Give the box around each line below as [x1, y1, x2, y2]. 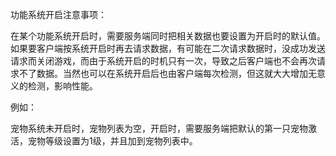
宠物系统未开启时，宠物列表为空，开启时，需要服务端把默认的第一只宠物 [10, 123, 308, 134]
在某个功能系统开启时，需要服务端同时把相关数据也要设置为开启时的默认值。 [10, 30, 326, 42]
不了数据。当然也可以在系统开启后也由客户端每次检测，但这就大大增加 [18, 68, 308, 79]
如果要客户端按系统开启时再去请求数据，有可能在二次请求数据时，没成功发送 [10, 43, 326, 54]
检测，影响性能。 [27, 80, 98, 92]
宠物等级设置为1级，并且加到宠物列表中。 [27, 135, 198, 147]
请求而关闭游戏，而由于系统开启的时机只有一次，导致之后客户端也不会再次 [10, 55, 317, 67]
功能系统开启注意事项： [10, 9, 107, 20]
